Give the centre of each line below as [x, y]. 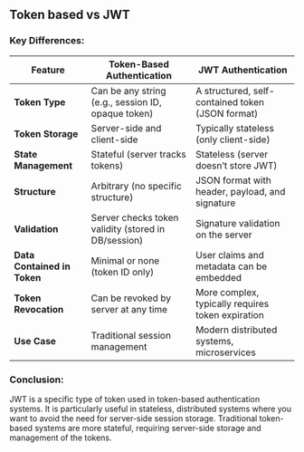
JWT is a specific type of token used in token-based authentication [135, 399]
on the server [224, 235]
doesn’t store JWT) [237, 165]
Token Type [40, 101]
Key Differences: [47, 41]
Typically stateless [235, 128]
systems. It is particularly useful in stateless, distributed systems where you [151, 409]
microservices [226, 352]
